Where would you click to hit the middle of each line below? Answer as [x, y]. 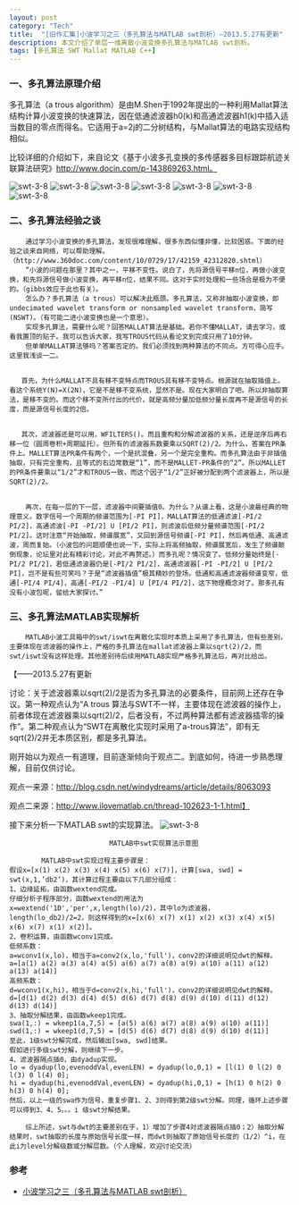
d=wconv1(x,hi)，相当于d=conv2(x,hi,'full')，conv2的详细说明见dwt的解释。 [143, 990]
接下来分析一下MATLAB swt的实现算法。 [84, 825]
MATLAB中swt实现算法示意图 [154, 844]
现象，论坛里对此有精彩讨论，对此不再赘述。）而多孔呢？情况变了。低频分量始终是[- [147, 554]
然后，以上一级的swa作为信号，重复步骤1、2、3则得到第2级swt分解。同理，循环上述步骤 [149, 1100]
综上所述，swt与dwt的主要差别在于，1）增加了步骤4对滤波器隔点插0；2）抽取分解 [155, 1127]
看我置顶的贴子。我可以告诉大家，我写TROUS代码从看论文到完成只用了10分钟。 [133, 336]
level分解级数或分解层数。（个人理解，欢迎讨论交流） [111, 1146]
